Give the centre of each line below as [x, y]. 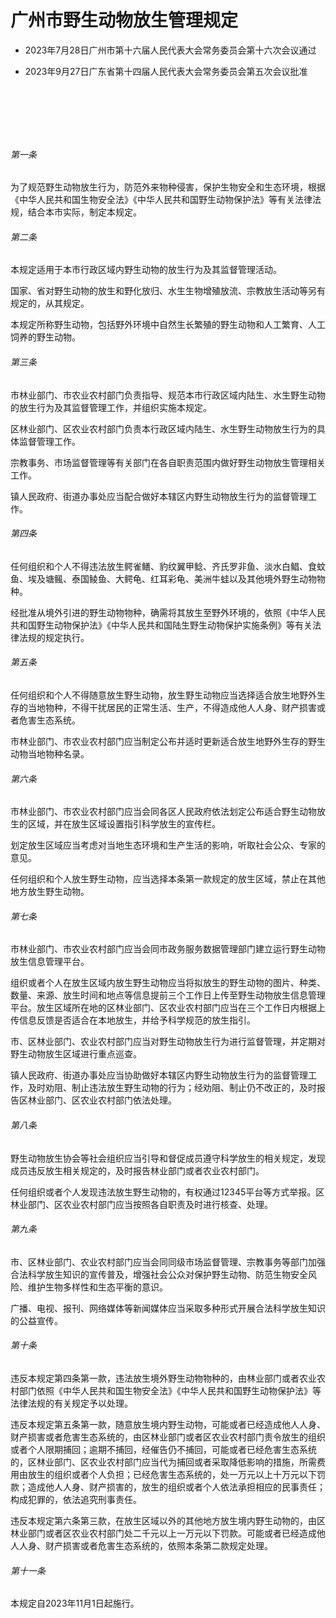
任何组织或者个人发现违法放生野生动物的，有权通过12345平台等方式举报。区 [167, 1192]
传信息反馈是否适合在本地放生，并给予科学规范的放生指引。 [133, 1020]
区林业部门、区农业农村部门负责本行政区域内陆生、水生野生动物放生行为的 [163, 428]
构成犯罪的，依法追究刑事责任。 [76, 1499]
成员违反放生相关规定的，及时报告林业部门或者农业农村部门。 [137, 1170]
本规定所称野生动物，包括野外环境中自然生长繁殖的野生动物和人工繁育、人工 [168, 325]
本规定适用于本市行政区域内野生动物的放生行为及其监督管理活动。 [146, 270]
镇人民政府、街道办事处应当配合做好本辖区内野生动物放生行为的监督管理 [159, 496]
